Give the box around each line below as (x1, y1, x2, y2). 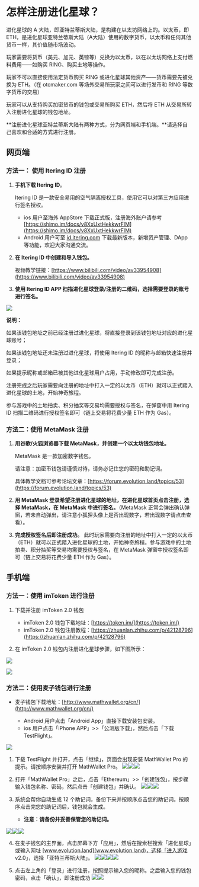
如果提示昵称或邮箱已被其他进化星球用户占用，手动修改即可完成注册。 (6, 369, 178, 376)
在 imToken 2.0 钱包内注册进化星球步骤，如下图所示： (14, 645, 146, 652)
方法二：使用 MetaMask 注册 (6, 425, 89, 433)
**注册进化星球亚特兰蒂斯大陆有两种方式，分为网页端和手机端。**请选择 (6, 121, 183, 128)
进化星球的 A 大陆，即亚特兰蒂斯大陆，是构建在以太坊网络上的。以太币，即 (6, 26, 190, 33)
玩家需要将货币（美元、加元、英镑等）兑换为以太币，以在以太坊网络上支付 (6, 53, 188, 60)
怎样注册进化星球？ (6, 5, 100, 19)
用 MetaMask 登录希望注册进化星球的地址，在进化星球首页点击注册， (14, 496, 185, 504)
